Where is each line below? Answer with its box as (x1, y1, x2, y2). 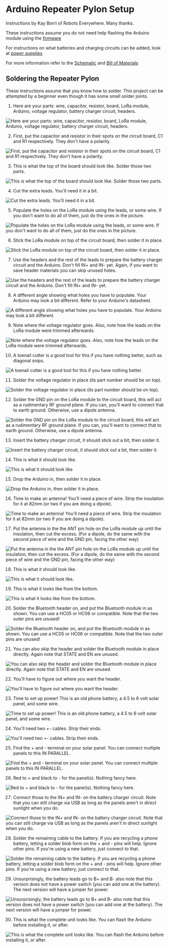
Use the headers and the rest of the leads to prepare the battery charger (13, 257, 163, 263)
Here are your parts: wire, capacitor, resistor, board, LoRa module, (13, 103, 150, 109)
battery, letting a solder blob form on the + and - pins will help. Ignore (13, 840, 157, 846)
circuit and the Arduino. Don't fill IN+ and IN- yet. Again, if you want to (13, 262, 158, 268)
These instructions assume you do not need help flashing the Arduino (6, 30, 149, 36)
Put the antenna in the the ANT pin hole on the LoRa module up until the (13, 525, 161, 531)
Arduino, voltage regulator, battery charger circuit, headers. (13, 108, 136, 114)
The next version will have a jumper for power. (13, 886, 109, 892)
